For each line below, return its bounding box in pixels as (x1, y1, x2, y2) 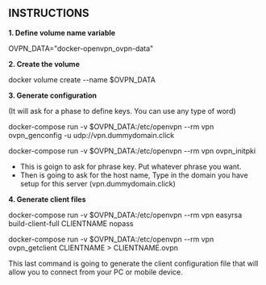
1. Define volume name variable (8, 27, 115, 37)
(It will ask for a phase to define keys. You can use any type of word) (8, 106, 236, 115)
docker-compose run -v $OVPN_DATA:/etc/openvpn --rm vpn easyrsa (8, 210, 243, 220)
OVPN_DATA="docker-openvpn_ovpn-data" (8, 44, 154, 53)
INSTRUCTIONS (8, 6, 90, 20)
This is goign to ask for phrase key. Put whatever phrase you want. (19, 161, 242, 171)
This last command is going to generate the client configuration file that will (8, 258, 259, 268)
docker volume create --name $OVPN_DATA (8, 74, 156, 84)
